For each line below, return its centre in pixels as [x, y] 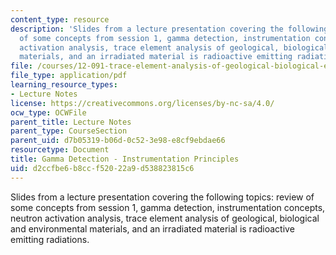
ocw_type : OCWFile [48, 112]
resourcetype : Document [60, 150]
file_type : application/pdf [69, 76]
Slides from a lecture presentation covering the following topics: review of [162, 197]
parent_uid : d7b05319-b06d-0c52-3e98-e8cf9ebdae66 [118, 141]
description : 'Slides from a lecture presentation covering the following [169, 29]
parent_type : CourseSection [69, 131]
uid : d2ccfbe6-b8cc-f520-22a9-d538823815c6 [102, 168]
